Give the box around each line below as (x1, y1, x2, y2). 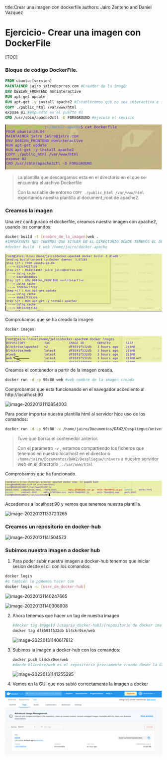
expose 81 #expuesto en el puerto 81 (5, 110, 83, 115)
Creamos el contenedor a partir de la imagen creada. (5, 367, 113, 373)
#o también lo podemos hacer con (5, 579, 75, 584)
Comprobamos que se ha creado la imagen (5, 317, 93, 323)
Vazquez (5, 9, 23, 15)
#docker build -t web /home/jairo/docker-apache (5, 244, 108, 250)
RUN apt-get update (5, 94, 46, 99)
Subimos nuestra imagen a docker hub (5, 547, 100, 554)
